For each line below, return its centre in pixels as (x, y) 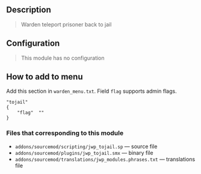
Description (29, 10)
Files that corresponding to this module (65, 133)
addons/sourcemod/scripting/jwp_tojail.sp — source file (86, 146)
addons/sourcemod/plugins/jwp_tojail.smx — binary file (84, 152)
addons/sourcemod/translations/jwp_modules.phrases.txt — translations (105, 159)
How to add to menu (45, 77)
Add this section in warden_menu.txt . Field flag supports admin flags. (91, 91)
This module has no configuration (63, 58)
